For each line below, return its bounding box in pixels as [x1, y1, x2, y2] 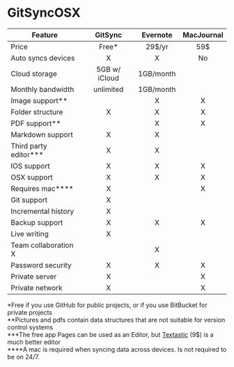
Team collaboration [10, 240, 74, 250]
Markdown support [10, 130, 73, 139]
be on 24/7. [7, 352, 40, 361]
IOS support [10, 161, 50, 171]
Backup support [10, 217, 63, 227]
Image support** [10, 95, 68, 105]
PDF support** [10, 118, 61, 128]
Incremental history [10, 206, 75, 216]
